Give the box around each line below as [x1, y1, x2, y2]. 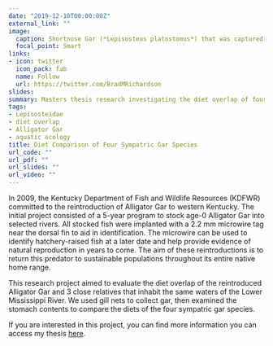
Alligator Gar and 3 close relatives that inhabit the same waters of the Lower [8, 287, 262, 296]
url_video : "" [8, 171, 57, 179]
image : [8, 27, 31, 35]
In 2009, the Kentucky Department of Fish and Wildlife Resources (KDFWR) [8, 193, 261, 203]
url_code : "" [8, 148, 53, 156]
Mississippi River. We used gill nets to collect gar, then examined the [8, 296, 237, 305]
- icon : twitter [8, 58, 63, 66]
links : [8, 50, 31, 58]
